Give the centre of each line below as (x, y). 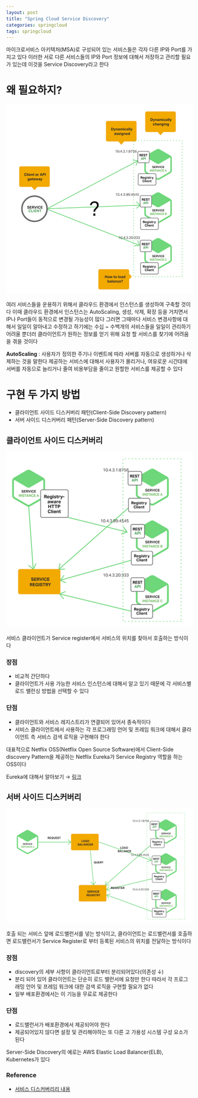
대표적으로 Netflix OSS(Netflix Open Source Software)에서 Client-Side (90, 749)
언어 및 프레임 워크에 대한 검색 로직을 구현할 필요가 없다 (90, 987)
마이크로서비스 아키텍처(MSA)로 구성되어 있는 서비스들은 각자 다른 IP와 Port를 (96, 50)
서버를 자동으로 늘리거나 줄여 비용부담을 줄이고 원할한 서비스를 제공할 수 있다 (95, 369)
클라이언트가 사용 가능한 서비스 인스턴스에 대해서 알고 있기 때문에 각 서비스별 (103, 684)
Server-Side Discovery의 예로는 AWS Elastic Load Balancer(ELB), (85, 1052)
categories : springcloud (37, 25)
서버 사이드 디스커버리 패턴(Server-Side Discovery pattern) (85, 420)
